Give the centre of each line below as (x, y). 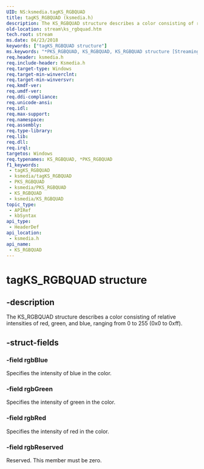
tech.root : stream (29, 35)
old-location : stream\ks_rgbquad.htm (54, 29)
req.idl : (17, 108)
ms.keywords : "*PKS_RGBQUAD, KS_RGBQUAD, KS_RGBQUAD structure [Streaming (103, 52)
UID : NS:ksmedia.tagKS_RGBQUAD (46, 12)
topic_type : (21, 205)
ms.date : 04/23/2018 (32, 40)
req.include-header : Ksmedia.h (46, 63)
